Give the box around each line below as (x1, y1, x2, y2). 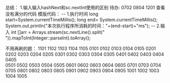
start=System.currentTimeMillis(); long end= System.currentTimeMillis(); (5, 17, 158, 23)
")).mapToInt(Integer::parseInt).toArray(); (5, 35, 91, 41)
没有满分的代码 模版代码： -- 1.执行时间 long (5, 11, 99, 17)
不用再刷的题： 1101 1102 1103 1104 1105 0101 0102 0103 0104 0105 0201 (5, 46, 156, 51)
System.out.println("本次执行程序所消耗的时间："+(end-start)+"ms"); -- (5, 23, 156, 29)
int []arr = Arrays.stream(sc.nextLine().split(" (11, 29, 105, 35)
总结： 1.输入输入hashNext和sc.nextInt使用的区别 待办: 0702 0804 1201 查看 (5, 5, 165, 10)
